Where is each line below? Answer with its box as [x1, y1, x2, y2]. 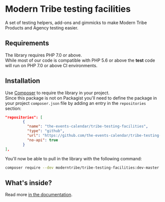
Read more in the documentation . [5, 192, 73, 198]
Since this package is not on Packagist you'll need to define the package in [5, 95, 157, 101]
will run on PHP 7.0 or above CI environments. [5, 62, 98, 68]
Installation [5, 77, 40, 85]
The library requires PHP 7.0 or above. [5, 52, 82, 58]
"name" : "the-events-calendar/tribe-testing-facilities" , [27, 124, 148, 129]
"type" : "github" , [27, 128, 65, 133]
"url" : [27, 133, 41, 138]
